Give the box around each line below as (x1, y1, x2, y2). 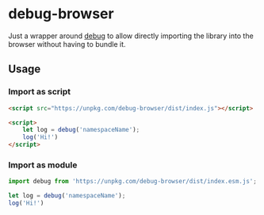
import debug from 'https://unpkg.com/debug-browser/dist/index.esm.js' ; (8, 178, 258, 186)
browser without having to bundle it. (8, 39, 126, 48)
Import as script (8, 86, 71, 98)
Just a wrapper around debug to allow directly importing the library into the (8, 31, 254, 40)
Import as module (8, 159, 78, 171)
